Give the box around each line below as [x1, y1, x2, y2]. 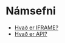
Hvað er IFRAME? [14, 24, 59, 31]
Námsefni [5, 4, 56, 18]
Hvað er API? [14, 30, 47, 37]
